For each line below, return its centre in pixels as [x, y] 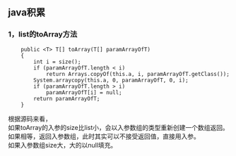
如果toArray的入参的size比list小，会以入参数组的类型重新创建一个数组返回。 [118, 127]
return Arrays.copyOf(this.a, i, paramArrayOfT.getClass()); [138, 74]
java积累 [27, 13]
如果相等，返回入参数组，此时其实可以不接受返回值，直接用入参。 [104, 136]
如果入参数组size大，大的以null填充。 [63, 145]
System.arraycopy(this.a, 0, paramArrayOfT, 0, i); [111, 80]
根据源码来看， [30, 119]
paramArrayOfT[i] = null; [84, 92]
